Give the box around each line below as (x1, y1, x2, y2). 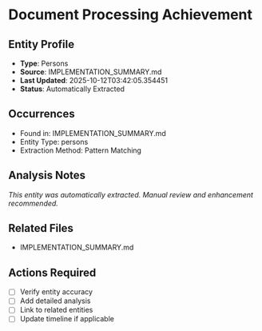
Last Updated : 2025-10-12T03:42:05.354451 (19, 76, 169, 85)
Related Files (8, 221, 74, 235)
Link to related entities (19, 305, 93, 315)
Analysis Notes (8, 169, 86, 182)
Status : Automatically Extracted (19, 84, 125, 94)
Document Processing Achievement (8, 6, 253, 24)
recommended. (8, 198, 58, 208)
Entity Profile (8, 38, 74, 51)
